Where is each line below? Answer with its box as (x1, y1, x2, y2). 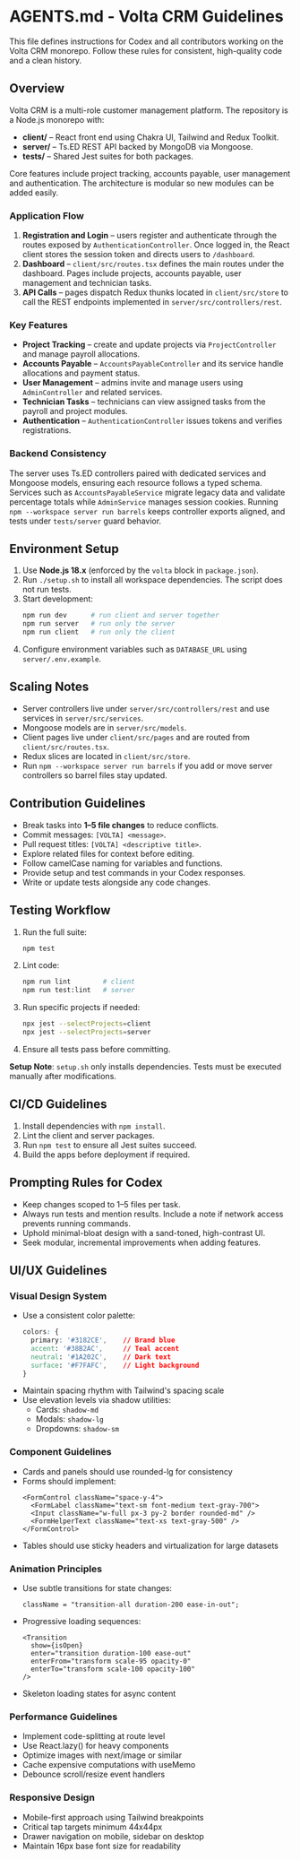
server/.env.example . (21, 653, 101, 664)
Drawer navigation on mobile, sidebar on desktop (21, 1830, 204, 1841)
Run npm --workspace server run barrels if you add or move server (21, 760, 273, 771)
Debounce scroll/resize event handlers (21, 1769, 166, 1780)
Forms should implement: (21, 1475, 116, 1486)
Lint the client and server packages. (21, 1129, 155, 1140)
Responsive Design (9, 1791, 96, 1804)
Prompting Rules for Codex (9, 1175, 163, 1190)
